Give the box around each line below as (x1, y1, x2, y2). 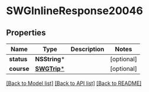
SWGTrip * (35, 65, 65, 73)
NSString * (35, 55, 65, 63)
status (9, 55, 28, 63)
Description (70, 45, 105, 53)
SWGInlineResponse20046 (6, 4, 143, 18)
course (9, 65, 30, 73)
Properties (6, 28, 46, 38)
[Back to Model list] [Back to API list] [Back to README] (6, 80, 142, 87)
